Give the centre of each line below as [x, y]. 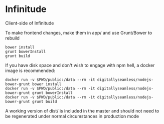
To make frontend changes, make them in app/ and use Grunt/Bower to [79, 32]
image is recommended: [30, 70]
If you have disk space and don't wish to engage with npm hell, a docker [80, 65]
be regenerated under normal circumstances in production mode [72, 116]
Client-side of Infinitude [30, 23]
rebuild [13, 38]
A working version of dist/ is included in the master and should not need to [82, 110]
